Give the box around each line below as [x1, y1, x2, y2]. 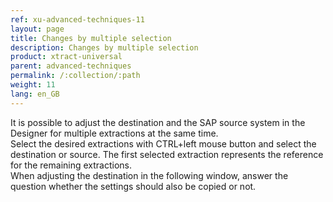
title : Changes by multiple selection [10, 33, 172, 43]
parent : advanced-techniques [10, 61, 132, 71]
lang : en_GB [10, 89, 60, 99]
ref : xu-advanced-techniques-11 [10, 14, 145, 25]
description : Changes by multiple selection [10, 42, 199, 53]
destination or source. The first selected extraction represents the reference [10, 148, 324, 160]
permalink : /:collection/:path [10, 71, 141, 81]
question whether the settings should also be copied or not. [10, 180, 257, 192]
